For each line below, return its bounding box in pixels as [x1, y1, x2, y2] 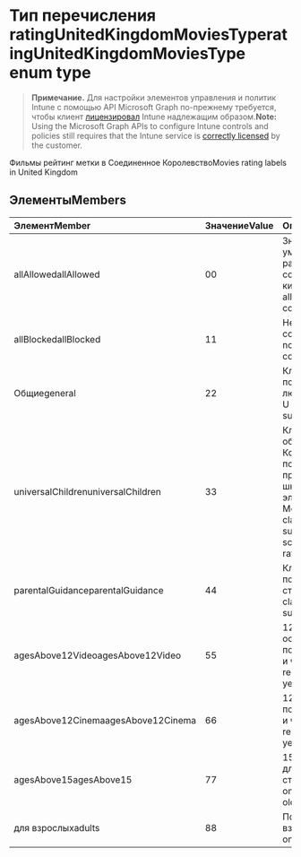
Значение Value [204, 219, 274, 231]
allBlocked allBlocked [13, 333, 101, 345]
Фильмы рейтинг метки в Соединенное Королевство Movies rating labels [9, 157, 287, 168]
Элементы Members [9, 193, 127, 208]
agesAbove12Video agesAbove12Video [13, 649, 182, 662]
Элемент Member [13, 219, 91, 231]
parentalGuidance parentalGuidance [13, 584, 164, 596]
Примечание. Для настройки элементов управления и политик [30, 91, 277, 103]
